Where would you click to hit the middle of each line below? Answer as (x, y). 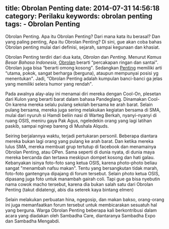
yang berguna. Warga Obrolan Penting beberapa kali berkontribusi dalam (81, 210)
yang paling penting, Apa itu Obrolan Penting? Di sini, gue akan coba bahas (83, 42)
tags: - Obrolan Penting (43, 24)
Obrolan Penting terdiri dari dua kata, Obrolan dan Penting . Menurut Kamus (83, 57)
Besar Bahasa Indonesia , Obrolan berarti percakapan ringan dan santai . (82, 62)
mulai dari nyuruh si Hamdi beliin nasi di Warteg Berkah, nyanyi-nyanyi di (81, 115)
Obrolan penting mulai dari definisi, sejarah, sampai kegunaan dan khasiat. (82, 47)
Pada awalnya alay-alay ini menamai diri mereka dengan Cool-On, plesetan (83, 94)
